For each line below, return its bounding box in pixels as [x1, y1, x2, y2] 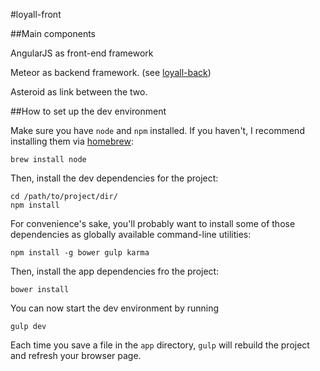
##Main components [10, 28, 97, 39]
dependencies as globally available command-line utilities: [10, 229, 252, 240]
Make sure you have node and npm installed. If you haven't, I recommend [10, 125, 305, 136]
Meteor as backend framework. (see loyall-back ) [10, 67, 212, 78]
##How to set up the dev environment [10, 105, 167, 117]
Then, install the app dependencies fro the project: [10, 265, 220, 277]
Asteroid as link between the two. [10, 86, 148, 98]
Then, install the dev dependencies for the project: [10, 172, 219, 184]
